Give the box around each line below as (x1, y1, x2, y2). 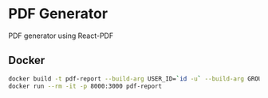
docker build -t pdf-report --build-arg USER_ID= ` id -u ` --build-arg (8, 74, 245, 83)
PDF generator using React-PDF (8, 31, 114, 40)
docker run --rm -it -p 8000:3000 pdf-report (8, 82, 162, 90)
